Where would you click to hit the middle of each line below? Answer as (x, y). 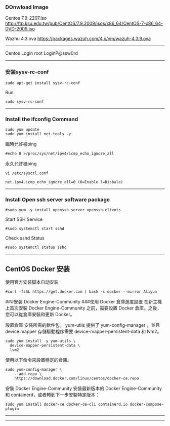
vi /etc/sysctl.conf (27, 173)
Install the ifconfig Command (42, 119)
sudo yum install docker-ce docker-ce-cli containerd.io (67, 404)
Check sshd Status (25, 238)
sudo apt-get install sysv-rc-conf (43, 83)
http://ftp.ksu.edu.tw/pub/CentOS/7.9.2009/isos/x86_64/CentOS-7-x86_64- (84, 23)
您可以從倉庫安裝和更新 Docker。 (40, 314)
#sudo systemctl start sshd (35, 229)
